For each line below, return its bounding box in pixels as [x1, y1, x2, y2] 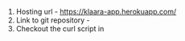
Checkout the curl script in [15, 24, 105, 33]
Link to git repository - [15, 15, 90, 25]
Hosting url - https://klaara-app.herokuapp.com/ [15, 7, 177, 16]
